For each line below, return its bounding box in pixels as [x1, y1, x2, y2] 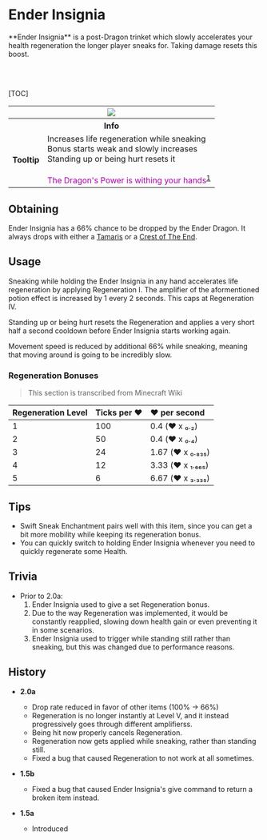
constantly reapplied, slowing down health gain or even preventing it [31, 617, 257, 626]
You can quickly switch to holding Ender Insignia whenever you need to [19, 538, 256, 548]
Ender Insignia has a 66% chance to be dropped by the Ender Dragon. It [8, 223, 246, 233]
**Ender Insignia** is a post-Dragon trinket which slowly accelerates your [8, 32, 253, 42]
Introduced [31, 823, 69, 834]
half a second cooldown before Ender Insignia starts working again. [8, 326, 231, 336]
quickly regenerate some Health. [19, 547, 128, 556]
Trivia [8, 570, 38, 584]
